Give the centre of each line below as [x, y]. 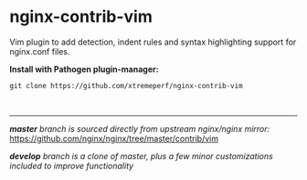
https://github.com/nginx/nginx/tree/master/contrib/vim [114, 138]
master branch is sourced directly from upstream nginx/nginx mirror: [140, 128]
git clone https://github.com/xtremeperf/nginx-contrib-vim [127, 85]
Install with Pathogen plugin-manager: [84, 69]
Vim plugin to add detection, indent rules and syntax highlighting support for [153, 42]
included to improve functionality [72, 165]
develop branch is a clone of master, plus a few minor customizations [142, 155]
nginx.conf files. [40, 51]
